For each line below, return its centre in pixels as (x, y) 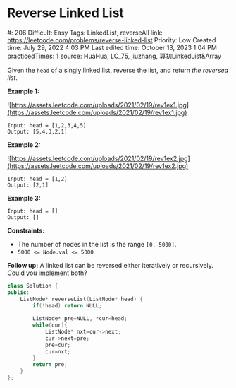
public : (19, 292)
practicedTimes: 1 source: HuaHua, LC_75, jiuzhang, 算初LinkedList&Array (114, 56)
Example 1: (24, 91)
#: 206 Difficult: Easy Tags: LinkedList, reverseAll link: (85, 33)
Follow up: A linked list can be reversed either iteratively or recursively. (110, 265)
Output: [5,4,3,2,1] (38, 131)
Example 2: (24, 145)
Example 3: (24, 198)
